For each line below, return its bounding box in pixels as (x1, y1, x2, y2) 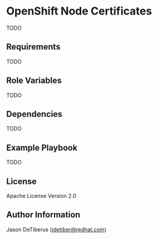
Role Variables (6, 76, 62, 86)
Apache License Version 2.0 (6, 192, 77, 199)
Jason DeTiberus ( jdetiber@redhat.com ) (6, 226, 107, 233)
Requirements (6, 42, 61, 52)
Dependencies (6, 109, 62, 119)
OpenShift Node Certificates (6, 4, 153, 18)
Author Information (6, 210, 81, 220)
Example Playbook (6, 142, 77, 152)
